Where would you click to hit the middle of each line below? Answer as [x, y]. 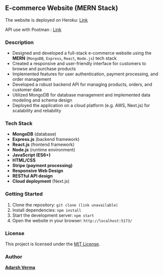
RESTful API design [33, 176]
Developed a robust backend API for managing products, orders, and [82, 85]
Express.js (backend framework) [46, 139]
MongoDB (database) [34, 134]
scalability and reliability [37, 111]
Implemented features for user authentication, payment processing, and [85, 74]
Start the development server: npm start [53, 215]
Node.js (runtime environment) [44, 150]
